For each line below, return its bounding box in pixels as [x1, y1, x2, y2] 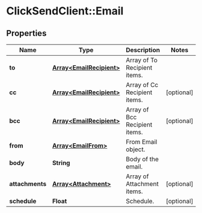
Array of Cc [126, 81, 159, 89]
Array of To [126, 56, 158, 64]
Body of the [126, 155, 159, 163]
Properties [6, 28, 47, 38]
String [52, 159, 70, 167]
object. [126, 145, 145, 154]
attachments [9, 180, 47, 188]
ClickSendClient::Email [6, 4, 124, 18]
